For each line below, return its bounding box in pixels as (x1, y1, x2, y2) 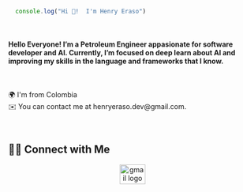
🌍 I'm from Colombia (8, 90, 77, 100)
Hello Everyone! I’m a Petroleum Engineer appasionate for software (8, 40, 234, 49)
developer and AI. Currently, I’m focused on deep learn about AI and (8, 48, 236, 58)
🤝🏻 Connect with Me (8, 143, 110, 156)
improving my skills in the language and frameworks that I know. (8, 56, 224, 66)
